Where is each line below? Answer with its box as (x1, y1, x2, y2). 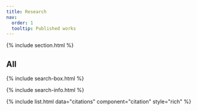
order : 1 (11, 20, 34, 26)
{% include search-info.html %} (6, 87, 84, 94)
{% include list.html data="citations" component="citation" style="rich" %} (6, 98, 192, 105)
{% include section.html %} (6, 42, 74, 49)
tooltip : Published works (11, 25, 77, 32)
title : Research (6, 8, 47, 15)
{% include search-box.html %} (6, 75, 84, 82)
